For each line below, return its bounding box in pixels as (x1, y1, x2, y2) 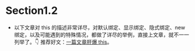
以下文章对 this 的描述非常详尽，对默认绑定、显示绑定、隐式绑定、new (14, 24, 186, 31)
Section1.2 (5, 4, 58, 17)
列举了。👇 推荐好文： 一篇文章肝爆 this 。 (14, 38, 113, 45)
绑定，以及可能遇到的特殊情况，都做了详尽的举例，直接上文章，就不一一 (14, 31, 189, 38)
